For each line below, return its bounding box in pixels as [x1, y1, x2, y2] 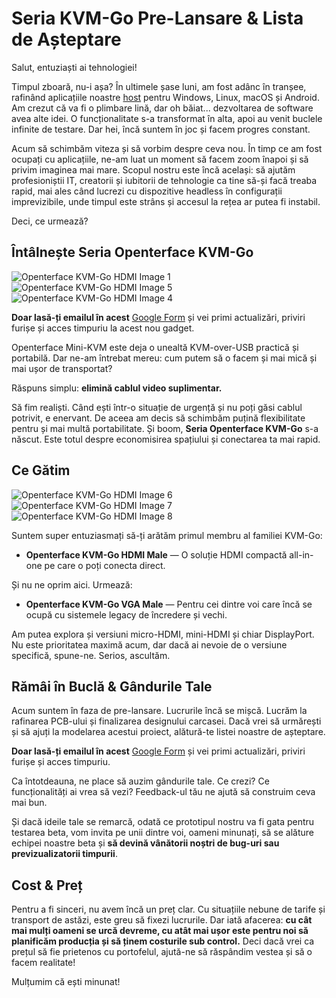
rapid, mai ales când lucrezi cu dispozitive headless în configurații [11, 185, 283, 197]
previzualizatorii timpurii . [11, 848, 118, 860]
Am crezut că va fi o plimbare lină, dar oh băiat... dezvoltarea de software [11, 102, 314, 114]
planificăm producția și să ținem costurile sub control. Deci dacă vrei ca [11, 935, 315, 947]
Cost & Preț [11, 877, 83, 894]
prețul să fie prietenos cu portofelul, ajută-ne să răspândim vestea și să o [11, 946, 313, 958]
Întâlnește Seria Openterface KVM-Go [11, 244, 254, 261]
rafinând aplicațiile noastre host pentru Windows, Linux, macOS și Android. [11, 91, 320, 103]
